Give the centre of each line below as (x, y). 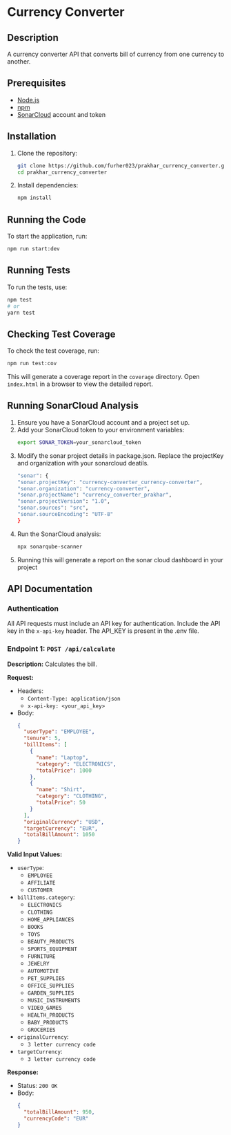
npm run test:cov (32, 364)
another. (19, 62)
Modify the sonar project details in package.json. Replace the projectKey (120, 455)
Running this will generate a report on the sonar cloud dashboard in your (120, 560)
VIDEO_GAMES (44, 1008)
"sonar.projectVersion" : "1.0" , (63, 501)
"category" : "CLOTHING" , (71, 796)
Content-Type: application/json (74, 699)
